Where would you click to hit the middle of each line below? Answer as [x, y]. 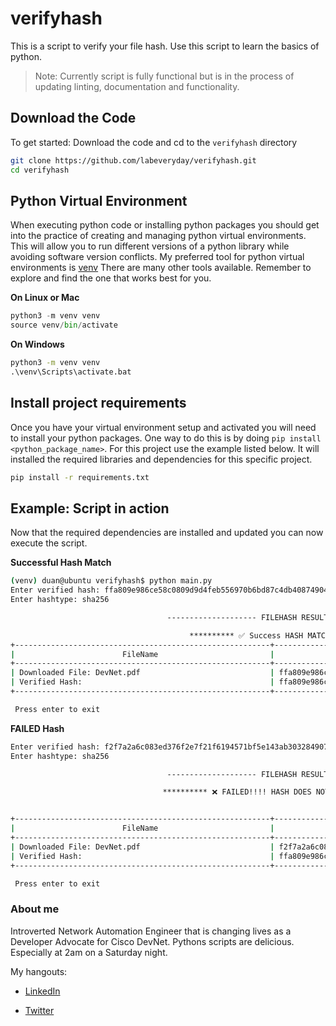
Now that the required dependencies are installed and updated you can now [167, 533]
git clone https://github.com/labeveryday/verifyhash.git [133, 160]
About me [35, 909]
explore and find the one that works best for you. [111, 278]
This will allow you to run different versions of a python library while [150, 246]
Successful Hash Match [61, 563]
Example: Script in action [90, 508]
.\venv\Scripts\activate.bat [71, 372]
